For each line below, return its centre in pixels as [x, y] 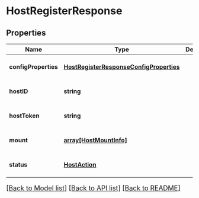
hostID [19, 91]
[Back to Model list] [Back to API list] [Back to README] [93, 188]
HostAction [80, 165]
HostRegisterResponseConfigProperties [122, 67]
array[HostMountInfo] [95, 140]
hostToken [24, 116]
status [18, 165]
